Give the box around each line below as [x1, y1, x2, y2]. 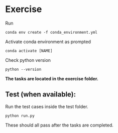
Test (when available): [5, 90, 76, 99]
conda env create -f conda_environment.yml [5, 30, 98, 35]
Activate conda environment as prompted [5, 39, 91, 45]
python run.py [5, 113, 35, 118]
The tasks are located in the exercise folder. [5, 75, 99, 81]
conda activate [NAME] [5, 48, 53, 53]
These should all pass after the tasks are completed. [5, 122, 114, 128]
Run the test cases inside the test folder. [5, 103, 89, 109]
